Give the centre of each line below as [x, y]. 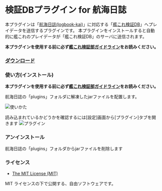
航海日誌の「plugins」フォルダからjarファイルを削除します [64, 149]
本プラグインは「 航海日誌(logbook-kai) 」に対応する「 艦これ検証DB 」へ [77, 24]
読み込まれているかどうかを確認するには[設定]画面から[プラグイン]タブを [79, 118]
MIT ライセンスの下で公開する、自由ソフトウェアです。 [60, 183]
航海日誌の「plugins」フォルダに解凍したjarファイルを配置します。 [72, 97]
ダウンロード [20, 60]
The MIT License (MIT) [35, 174]
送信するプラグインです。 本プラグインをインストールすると [86, 30]
